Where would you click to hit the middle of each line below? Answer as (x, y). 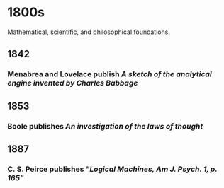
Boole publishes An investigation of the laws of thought (105, 126)
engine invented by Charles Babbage (73, 83)
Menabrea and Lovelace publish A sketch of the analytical (110, 74)
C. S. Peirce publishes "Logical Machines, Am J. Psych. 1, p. (112, 169)
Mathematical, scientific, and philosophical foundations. (89, 32)
